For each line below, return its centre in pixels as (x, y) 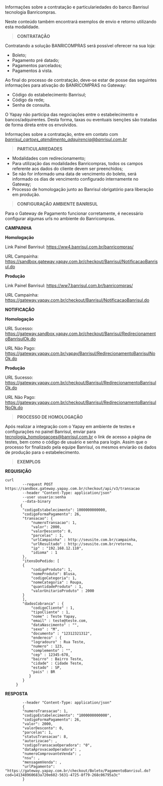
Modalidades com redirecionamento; (49, 158)
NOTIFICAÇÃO (20, 309)
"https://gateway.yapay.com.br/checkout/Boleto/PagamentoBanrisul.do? (78, 771)
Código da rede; (28, 100)
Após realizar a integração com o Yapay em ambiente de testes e (70, 426)
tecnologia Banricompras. (31, 12)
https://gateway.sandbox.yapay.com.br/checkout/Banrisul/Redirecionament (81, 334)
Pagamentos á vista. (32, 71)
